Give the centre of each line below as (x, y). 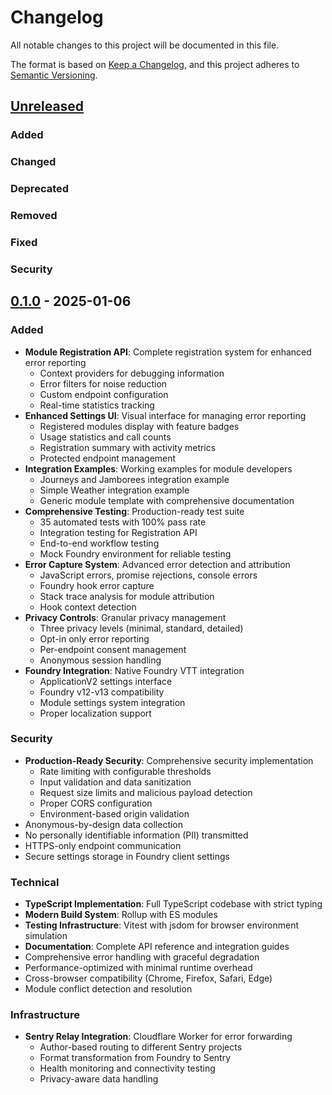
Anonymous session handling (100, 660)
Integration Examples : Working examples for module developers (158, 468)
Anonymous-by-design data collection (104, 824)
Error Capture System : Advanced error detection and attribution (157, 564)
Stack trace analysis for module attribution (127, 596)
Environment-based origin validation (114, 813)
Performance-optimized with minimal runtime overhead (138, 968)
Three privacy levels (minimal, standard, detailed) (141, 628)
